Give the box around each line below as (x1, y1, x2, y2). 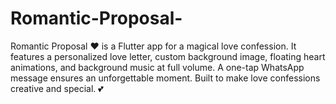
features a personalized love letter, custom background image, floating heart (10, 50, 326, 62)
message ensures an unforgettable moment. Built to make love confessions (10, 72, 321, 84)
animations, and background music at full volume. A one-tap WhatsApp (10, 61, 305, 73)
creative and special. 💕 (10, 82, 104, 94)
